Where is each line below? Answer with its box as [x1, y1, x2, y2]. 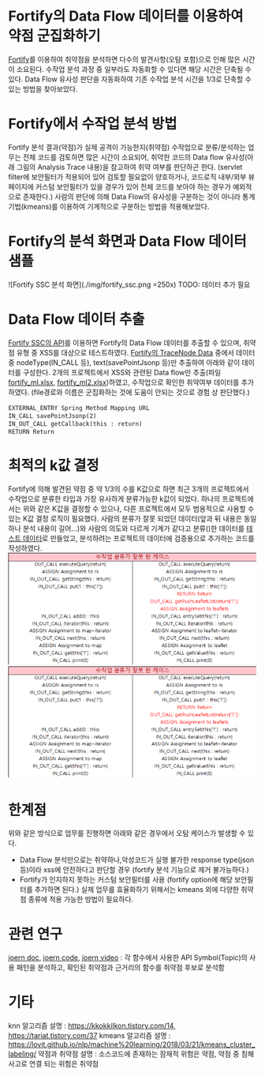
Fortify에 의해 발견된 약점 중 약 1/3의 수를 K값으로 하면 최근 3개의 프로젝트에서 [8, 483, 249, 494]
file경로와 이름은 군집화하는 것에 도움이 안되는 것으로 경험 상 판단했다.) [33, 387, 250, 397]
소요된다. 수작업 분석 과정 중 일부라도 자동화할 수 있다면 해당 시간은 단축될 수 [16, 64, 252, 73]
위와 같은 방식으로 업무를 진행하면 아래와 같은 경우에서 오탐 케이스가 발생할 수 [8, 829, 246, 838]
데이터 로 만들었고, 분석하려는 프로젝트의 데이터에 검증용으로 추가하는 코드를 [22, 533, 255, 543]
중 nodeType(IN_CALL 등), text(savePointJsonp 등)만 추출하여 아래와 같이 [8, 357, 241, 367]
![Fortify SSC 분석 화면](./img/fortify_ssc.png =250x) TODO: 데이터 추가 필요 [8, 280, 251, 289]
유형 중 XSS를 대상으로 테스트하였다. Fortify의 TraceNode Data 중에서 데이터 [16, 348, 256, 357]
